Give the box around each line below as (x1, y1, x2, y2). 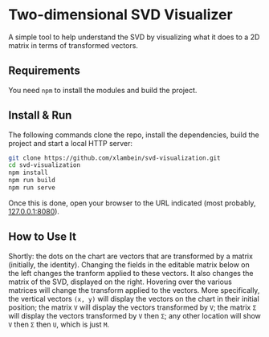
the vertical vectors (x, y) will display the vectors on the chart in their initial (8, 294, 259, 303)
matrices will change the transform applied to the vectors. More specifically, (8, 285, 260, 294)
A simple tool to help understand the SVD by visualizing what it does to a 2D (8, 32, 260, 42)
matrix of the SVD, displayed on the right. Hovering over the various (8, 277, 233, 286)
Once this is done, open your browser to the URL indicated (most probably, (8, 198, 256, 208)
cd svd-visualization (8, 161, 81, 169)
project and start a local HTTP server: (8, 138, 132, 148)
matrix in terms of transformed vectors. (8, 40, 139, 50)
